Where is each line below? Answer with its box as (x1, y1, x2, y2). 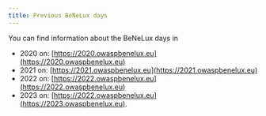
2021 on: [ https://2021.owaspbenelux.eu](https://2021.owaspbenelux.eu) (19, 65, 258, 75)
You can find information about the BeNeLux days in (8, 33, 179, 43)
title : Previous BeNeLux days (8, 11, 108, 20)
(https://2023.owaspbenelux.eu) (19, 99, 126, 108)
